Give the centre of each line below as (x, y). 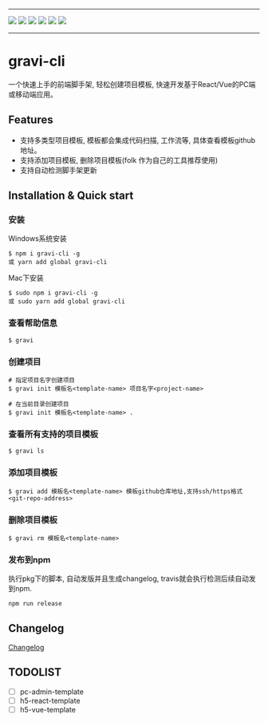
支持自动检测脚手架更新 (58, 170)
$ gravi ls (26, 452)
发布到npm (30, 559)
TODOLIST (35, 672)
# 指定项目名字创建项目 (42, 381)
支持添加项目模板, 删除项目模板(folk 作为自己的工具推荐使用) (119, 160)
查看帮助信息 (33, 323)
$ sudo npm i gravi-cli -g (53, 293)
